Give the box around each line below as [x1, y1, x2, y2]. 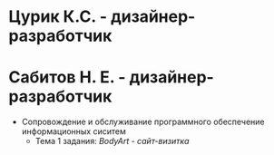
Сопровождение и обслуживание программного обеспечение [21, 116, 265, 128]
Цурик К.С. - [8, 6, 108, 27]
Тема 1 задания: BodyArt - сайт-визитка [34, 136, 190, 147]
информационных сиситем [21, 126, 126, 137]
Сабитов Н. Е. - [8, 67, 126, 88]
